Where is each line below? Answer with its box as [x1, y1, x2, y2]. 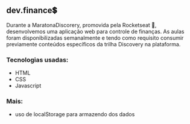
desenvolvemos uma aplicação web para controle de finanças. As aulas [6, 28, 185, 35]
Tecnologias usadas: [6, 55, 69, 64]
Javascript [14, 82, 42, 90]
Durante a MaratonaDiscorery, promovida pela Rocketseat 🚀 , [6, 21, 157, 28]
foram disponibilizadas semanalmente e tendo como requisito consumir [6, 34, 184, 42]
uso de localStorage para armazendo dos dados [14, 111, 135, 118]
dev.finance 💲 [6, 5, 57, 16]
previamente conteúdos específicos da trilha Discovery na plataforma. [6, 40, 181, 48]
